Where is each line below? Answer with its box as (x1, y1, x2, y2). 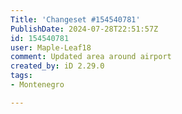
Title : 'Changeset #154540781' (10, 14, 141, 25)
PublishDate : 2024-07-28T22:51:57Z (10, 24, 159, 34)
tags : (10, 71, 33, 81)
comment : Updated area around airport (10, 52, 172, 62)
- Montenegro (10, 80, 65, 90)
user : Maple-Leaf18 (10, 42, 92, 53)
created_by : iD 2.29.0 (10, 61, 105, 71)
